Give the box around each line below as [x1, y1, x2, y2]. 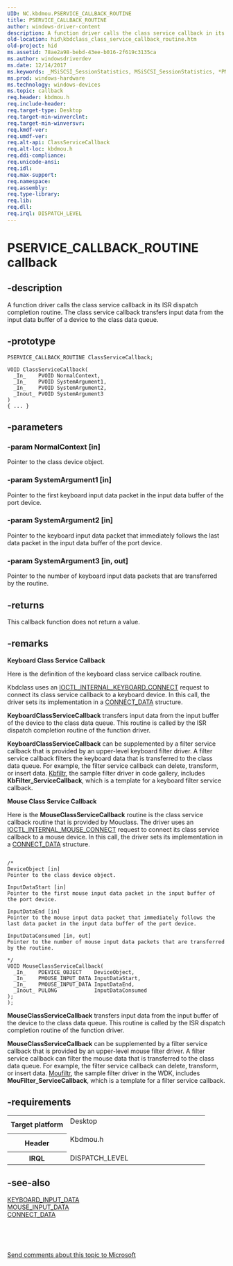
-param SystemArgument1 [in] [7, 475, 112, 485]
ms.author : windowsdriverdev [7, 55, 92, 62]
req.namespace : [7, 178, 51, 185]
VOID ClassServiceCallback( [7, 366, 89, 373]
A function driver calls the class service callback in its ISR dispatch [7, 300, 198, 309]
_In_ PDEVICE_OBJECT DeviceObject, [13, 968, 135, 975]
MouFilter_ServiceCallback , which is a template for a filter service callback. [7, 1076, 225, 1084]
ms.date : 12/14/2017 [7, 62, 67, 69]
